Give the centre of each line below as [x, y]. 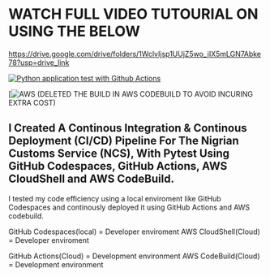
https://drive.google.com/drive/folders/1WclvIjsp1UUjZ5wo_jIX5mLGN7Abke [135, 54]
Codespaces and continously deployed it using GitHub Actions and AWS [129, 207]
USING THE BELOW [74, 31]
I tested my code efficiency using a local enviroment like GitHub [115, 198]
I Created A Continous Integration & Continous [128, 128]
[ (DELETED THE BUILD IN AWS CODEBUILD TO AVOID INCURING [131, 93]
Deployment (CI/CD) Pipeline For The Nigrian [124, 141]
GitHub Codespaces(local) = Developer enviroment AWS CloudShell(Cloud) [135, 232]
